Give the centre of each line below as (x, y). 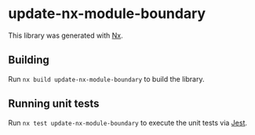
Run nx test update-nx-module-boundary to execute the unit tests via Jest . (128, 122)
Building (29, 60)
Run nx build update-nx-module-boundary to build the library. (106, 78)
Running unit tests (54, 104)
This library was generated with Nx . (66, 35)
